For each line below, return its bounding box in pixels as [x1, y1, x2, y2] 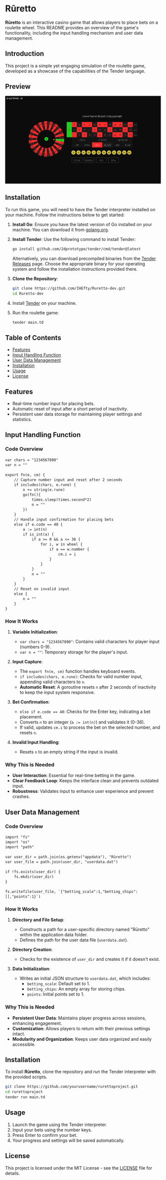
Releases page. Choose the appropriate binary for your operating [12, 261, 145, 267]
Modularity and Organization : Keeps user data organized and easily [12, 1036, 152, 1042]
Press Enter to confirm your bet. [12, 1132, 78, 1138]
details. [5, 1170, 20, 1176]
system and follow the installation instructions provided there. [12, 266, 138, 272]
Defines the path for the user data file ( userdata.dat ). [19, 937, 128, 943]
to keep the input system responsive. [19, 689, 95, 695]
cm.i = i [58, 551, 77, 557]
